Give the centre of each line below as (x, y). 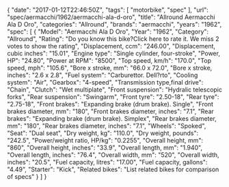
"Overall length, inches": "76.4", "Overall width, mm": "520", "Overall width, (113, 155)
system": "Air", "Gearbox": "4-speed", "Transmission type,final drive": (105, 82)
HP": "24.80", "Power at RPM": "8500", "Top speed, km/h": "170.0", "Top (109, 60)
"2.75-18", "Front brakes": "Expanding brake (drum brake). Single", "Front (110, 104)
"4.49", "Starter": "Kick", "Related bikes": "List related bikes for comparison (113, 169)
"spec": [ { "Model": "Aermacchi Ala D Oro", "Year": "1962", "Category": (108, 31)
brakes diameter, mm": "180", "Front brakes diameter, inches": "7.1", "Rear (110, 111)
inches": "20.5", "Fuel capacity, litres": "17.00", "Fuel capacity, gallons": (107, 162)
